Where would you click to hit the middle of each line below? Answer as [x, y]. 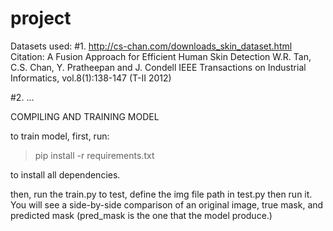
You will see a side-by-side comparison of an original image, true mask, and [167, 204]
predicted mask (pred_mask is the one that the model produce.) [141, 215]
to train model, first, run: [60, 136]
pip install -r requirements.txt [94, 155]
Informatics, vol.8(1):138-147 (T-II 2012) [91, 78]
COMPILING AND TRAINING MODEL [85, 116]
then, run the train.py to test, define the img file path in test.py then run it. [161, 194]
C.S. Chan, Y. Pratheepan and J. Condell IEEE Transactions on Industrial [158, 67]
